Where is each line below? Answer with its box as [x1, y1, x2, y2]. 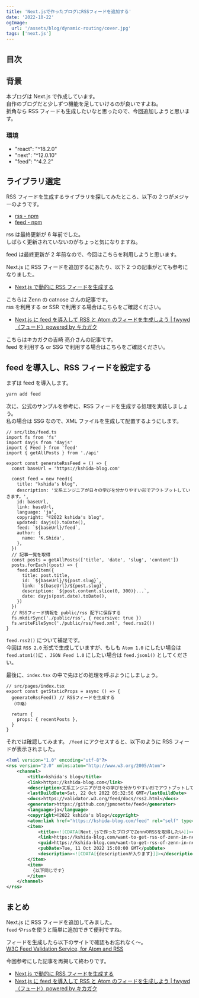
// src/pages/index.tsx [6, 683, 65, 689]
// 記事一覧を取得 [11, 552, 51, 558]
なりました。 [6, 271, 37, 278]
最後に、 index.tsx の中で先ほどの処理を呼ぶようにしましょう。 [6, 672, 161, 679]
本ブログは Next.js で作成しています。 [6, 93, 98, 100]
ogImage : [6, 20, 28, 25]
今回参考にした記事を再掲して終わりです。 [6, 957, 110, 964]
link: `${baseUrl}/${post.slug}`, [21, 583, 108, 589]
